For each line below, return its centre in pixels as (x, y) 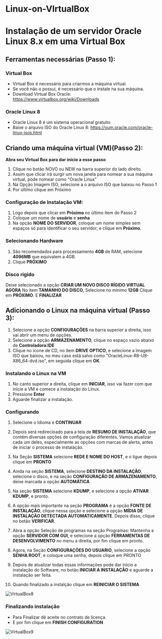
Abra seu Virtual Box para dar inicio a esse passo (56, 160)
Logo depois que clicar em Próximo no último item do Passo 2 (74, 213)
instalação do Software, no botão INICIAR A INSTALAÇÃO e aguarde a (83, 570)
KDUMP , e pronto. (31, 496)
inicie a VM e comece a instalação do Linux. (56, 389)
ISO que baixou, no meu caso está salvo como (59, 355)
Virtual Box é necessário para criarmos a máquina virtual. (70, 84)
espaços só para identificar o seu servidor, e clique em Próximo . (77, 228)
